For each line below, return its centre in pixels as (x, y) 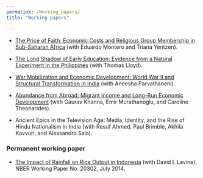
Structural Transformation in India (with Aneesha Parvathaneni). (95, 84)
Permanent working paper (46, 149)
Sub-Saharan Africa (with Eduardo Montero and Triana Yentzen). (96, 47)
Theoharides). (33, 108)
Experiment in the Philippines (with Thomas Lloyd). (79, 65)
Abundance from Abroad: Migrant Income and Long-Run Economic (99, 95)
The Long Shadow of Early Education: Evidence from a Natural (94, 59)
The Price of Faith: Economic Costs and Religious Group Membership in (105, 40)
